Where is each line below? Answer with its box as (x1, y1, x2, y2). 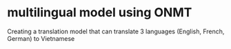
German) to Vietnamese (7, 34, 75, 42)
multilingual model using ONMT (7, 5, 192, 20)
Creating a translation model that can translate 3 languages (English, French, (7, 27, 225, 35)
